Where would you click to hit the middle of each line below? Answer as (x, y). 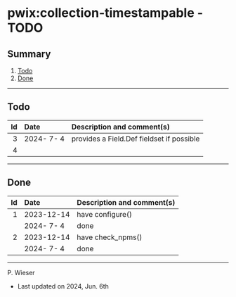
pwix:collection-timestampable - (105, 13)
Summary (29, 54)
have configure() (104, 214)
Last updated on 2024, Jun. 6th (63, 286)
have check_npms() (110, 237)
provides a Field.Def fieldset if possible (136, 139)
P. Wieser (21, 272)
